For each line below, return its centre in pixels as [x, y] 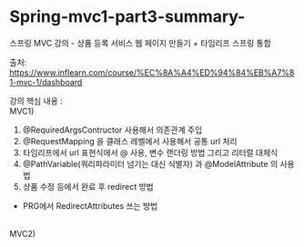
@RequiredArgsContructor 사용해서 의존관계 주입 [112, 130]
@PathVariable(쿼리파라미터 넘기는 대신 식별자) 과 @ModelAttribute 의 [150, 163]
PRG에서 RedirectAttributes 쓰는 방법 [90, 205]
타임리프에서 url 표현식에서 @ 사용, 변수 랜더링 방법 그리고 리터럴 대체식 [150, 153]
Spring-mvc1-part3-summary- [127, 17]
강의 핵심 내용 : [36, 101]
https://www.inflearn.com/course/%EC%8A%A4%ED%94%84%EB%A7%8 [152, 72]
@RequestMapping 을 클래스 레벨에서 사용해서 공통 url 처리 [130, 141]
